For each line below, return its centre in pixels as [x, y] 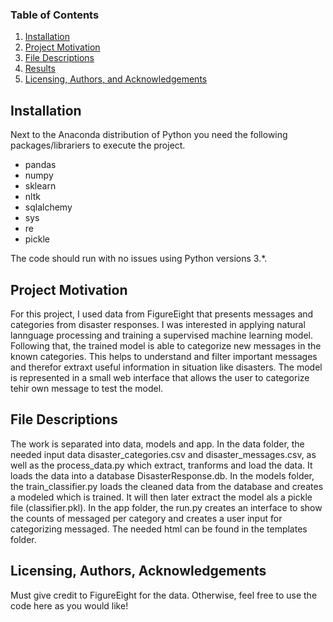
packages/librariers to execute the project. [98, 145]
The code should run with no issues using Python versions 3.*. [139, 259]
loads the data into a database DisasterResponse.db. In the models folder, [162, 475]
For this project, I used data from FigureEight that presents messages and [162, 314]
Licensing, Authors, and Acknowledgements [116, 79]
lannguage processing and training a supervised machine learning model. [162, 335]
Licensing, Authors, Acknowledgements [138, 571]
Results [40, 69]
